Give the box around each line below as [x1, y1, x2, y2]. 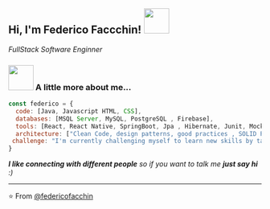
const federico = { [8, 100, 74, 109]
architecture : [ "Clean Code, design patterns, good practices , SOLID [15, 129, 257, 137]
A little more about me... [35, 81, 132, 92]
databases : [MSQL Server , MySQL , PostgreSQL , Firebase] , [15, 114, 215, 123]
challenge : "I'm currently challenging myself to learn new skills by [11, 137, 253, 145]
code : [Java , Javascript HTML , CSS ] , [15, 107, 142, 115]
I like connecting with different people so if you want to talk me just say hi [8, 159, 259, 169]
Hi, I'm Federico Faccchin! [8, 23, 142, 37]
